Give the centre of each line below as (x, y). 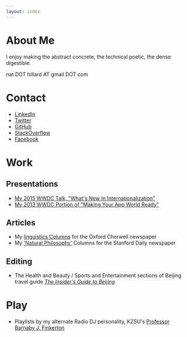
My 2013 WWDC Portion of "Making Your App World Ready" (87, 204)
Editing (19, 261)
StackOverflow (32, 133)
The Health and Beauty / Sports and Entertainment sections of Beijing (98, 276)
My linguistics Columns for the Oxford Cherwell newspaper (85, 237)
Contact (26, 98)
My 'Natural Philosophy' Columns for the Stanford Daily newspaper (95, 243)
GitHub (23, 126)
